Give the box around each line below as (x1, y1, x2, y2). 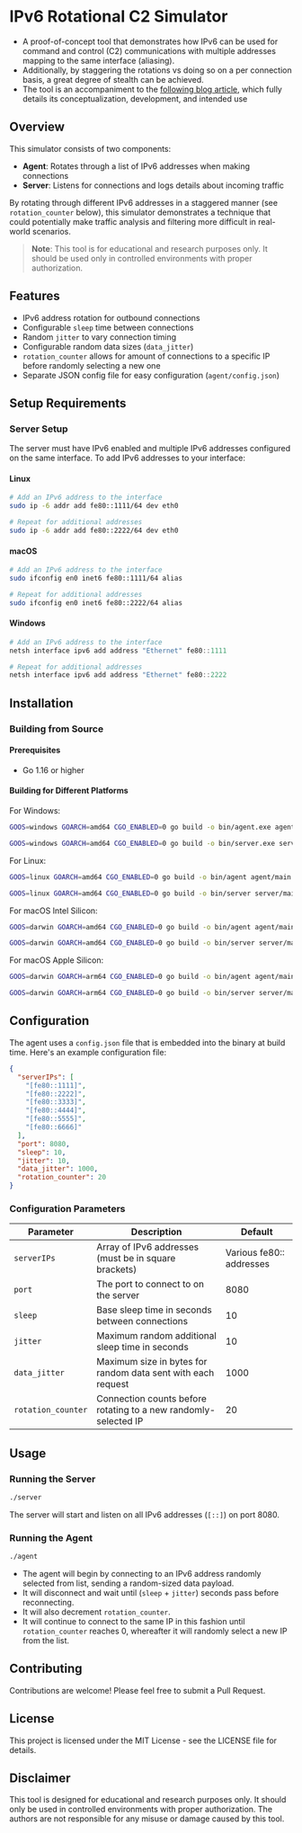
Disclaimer (9, 1771, 71, 1786)
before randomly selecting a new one (22, 360, 161, 370)
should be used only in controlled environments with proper (31, 253, 253, 263)
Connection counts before (95, 1393, 207, 1405)
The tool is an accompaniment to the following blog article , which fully (22, 84, 283, 94)
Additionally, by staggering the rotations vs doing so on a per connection (22, 65, 292, 76)
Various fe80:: (225, 1247, 285, 1259)
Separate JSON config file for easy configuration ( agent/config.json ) (22, 369, 280, 380)
